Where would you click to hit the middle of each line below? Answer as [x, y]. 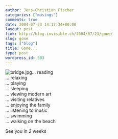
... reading [43, 72]
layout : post [19, 29]
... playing [16, 83]
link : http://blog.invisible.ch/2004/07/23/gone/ [59, 34]
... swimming [19, 116]
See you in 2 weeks [26, 131]
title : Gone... [21, 48]
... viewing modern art [28, 94]
